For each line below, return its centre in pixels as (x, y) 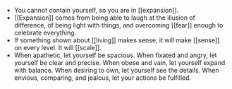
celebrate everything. (45, 32)
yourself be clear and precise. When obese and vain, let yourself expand (120, 63)
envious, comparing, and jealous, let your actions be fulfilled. (103, 78)
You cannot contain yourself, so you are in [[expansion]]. (96, 10)
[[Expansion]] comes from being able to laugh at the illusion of (105, 18)
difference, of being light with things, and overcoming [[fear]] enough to (118, 25)
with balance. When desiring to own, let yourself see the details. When (117, 70)
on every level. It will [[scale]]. (58, 48)
